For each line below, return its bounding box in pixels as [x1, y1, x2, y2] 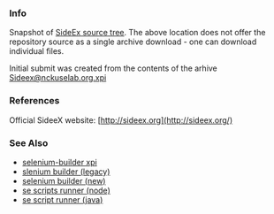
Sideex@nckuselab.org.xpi [9, 73, 107, 83]
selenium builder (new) [21, 175, 106, 186]
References [9, 95, 60, 107]
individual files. [9, 46, 65, 57]
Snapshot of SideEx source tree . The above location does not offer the [9, 27, 266, 38]
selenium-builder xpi [21, 157, 97, 167]
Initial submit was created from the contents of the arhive [9, 63, 218, 73]
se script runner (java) [21, 194, 103, 205]
